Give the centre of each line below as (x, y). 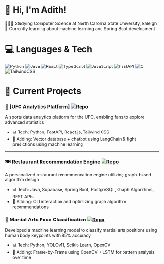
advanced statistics (25, 122)
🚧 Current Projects (43, 91)
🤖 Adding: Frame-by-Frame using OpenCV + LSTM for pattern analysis (83, 252)
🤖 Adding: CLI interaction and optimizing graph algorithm (69, 201)
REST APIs (23, 196)
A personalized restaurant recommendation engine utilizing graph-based (78, 174)
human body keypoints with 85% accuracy (48, 235)
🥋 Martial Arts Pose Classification (46, 220)
